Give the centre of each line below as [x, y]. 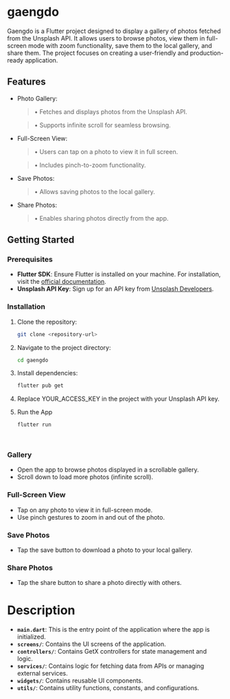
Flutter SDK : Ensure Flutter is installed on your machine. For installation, [119, 274]
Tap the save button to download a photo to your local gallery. [105, 550]
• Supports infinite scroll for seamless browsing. [102, 125]
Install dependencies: [47, 373]
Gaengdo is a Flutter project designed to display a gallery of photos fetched [114, 31]
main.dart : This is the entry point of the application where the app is [113, 630]
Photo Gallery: [37, 98]
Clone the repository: [47, 322]
